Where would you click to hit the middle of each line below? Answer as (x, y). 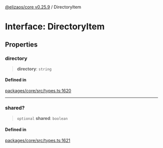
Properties (21, 44)
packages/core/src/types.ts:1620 (38, 91)
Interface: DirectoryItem (55, 27)
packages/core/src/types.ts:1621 (38, 140)
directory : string (34, 69)
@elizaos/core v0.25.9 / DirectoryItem (43, 7)
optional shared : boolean (42, 118)
